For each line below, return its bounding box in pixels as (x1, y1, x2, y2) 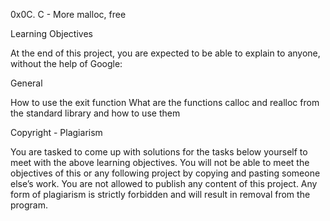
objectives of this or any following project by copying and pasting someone (10, 167, 321, 179)
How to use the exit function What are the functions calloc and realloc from (10, 97, 320, 108)
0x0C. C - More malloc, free (10, 9, 127, 20)
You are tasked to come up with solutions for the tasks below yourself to (10, 146, 308, 158)
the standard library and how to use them (10, 107, 181, 119)
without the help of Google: (10, 58, 123, 69)
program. (10, 199, 49, 211)
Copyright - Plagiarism (10, 127, 103, 138)
